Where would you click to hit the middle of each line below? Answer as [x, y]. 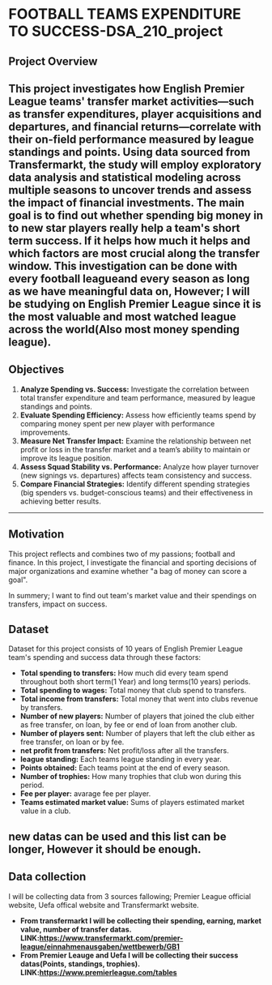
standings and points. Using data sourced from [130, 152]
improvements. [45, 432]
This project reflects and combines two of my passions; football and [122, 554]
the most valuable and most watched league [122, 317]
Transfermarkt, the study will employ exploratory [135, 164]
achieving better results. [60, 501]
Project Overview [53, 61]
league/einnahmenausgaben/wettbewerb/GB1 [100, 946]
